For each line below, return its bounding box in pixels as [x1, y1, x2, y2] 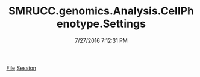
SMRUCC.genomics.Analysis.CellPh [8, 4, 195, 18]
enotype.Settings [56, 17, 146, 31]
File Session [6, 64, 37, 72]
